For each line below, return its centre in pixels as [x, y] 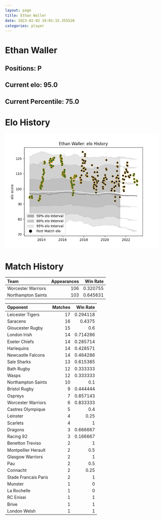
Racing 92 [17, 437]
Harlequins [18, 348]
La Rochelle [19, 491]
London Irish [20, 335]
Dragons [16, 429]
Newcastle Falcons [26, 355]
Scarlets [15, 423]
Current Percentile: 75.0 [42, 102]
